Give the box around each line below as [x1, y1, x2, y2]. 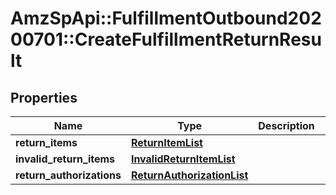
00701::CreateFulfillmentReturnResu [10, 28, 322, 51]
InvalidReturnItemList [130, 152, 236, 166]
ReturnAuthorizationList [130, 168, 249, 182]
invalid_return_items [15, 152, 116, 166]
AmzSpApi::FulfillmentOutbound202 [10, 7, 322, 30]
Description [258, 119, 315, 132]
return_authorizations [15, 168, 122, 182]
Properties [10, 89, 78, 106]
